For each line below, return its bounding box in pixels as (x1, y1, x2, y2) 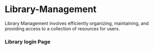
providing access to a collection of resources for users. (5, 25, 120, 31)
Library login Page (5, 38, 51, 45)
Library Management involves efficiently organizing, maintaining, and (5, 20, 149, 26)
